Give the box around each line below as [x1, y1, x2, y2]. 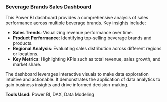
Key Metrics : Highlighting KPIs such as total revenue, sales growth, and [12, 56, 161, 62]
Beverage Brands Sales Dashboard [5, 3, 92, 10]
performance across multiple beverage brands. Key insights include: [5, 20, 146, 26]
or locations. [12, 51, 39, 57]
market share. [12, 61, 42, 68]
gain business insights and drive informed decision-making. [5, 82, 129, 88]
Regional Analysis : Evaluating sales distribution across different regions [12, 46, 162, 52]
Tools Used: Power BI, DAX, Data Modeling [5, 91, 94, 98]
